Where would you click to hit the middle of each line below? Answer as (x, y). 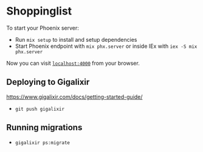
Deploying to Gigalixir (48, 82)
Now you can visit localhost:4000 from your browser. (73, 63)
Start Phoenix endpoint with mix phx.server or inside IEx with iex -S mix (106, 46)
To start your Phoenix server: (43, 28)
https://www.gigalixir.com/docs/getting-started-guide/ (74, 97)
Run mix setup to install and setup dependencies (76, 39)
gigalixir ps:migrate (42, 143)
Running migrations (44, 127)
